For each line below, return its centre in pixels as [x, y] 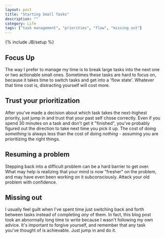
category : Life [21, 23]
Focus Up [20, 58]
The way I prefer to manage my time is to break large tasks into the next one [82, 69]
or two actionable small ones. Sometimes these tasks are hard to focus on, [81, 75]
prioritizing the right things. [33, 139]
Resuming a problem [37, 154]
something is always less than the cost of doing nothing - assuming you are [82, 133]
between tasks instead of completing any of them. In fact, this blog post [78, 215]
